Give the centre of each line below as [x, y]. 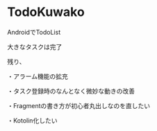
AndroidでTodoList [34, 32]
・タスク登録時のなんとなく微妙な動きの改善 [71, 91]
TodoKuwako [46, 12]
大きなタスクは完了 [35, 46]
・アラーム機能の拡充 [38, 76]
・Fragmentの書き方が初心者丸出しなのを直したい [79, 105]
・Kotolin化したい [32, 120]
